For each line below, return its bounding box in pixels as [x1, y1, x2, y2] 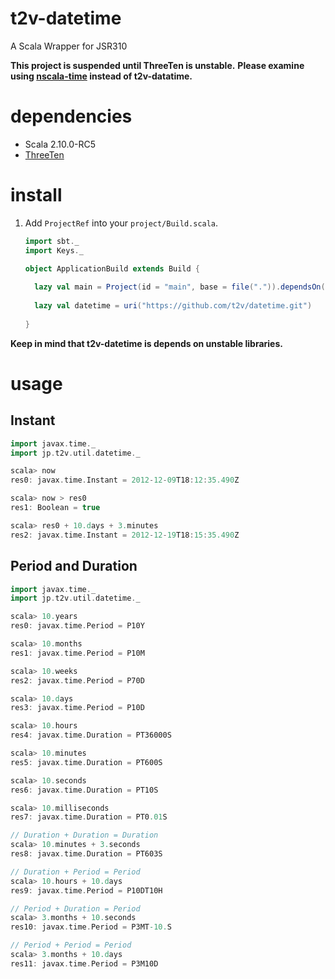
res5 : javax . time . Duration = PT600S [10, 757, 163, 767]
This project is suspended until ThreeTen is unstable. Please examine [10, 59, 305, 71]
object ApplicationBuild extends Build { [24, 263, 201, 274]
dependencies [10, 105, 133, 128]
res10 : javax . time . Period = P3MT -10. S [10, 922, 172, 932]
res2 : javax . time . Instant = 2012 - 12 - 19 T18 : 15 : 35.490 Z [10, 530, 240, 540]
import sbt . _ [24, 236, 80, 246]
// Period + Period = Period [10, 940, 132, 951]
